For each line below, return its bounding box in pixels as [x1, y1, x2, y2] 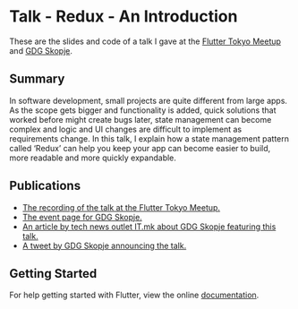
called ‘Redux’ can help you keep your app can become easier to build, [9, 142, 271, 153]
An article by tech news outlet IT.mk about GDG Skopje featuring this [21, 221, 277, 232]
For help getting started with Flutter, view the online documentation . [9, 289, 260, 301]
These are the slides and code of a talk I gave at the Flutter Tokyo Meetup [9, 36, 282, 47]
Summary [9, 72, 65, 87]
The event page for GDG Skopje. [21, 211, 143, 222]
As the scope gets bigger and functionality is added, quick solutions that [9, 105, 277, 116]
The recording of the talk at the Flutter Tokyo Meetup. [21, 202, 221, 212]
